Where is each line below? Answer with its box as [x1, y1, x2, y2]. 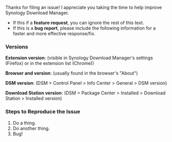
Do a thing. [12, 120, 36, 126]
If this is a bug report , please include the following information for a [12, 25, 156, 31]
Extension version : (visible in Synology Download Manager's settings [5, 55, 153, 61]
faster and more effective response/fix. [12, 31, 96, 36]
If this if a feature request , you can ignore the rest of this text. [12, 20, 144, 26]
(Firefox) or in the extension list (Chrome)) [5, 60, 94, 66]
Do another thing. [12, 125, 50, 131]
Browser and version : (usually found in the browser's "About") [5, 70, 138, 76]
